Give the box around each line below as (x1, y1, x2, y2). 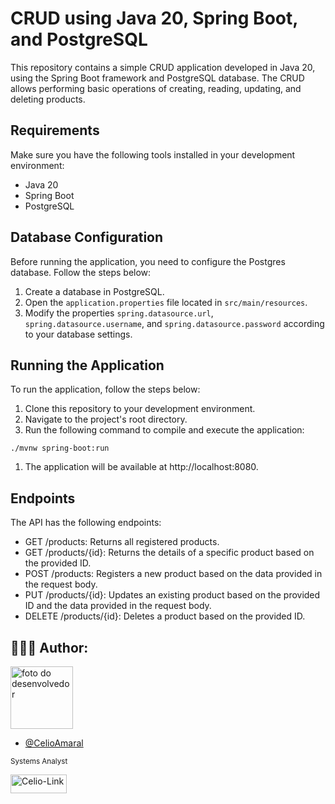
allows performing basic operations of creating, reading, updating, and (10, 82, 302, 94)
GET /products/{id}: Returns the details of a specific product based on (24, 547, 315, 559)
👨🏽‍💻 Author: (10, 639, 89, 656)
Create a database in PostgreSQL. (24, 285, 165, 297)
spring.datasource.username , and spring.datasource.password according (24, 317, 325, 329)
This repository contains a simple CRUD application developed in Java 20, (10, 61, 316, 73)
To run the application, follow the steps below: (10, 383, 201, 396)
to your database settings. (24, 328, 133, 340)
